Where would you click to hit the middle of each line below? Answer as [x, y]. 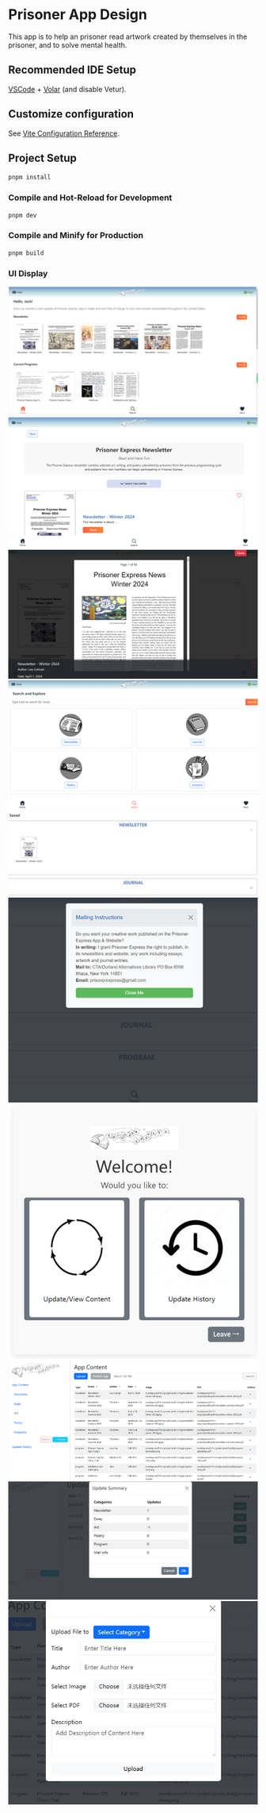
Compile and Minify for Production [76, 236]
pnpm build [26, 253]
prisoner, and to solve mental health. [68, 44]
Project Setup [43, 158]
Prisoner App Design [78, 15]
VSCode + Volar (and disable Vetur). [67, 89]
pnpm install [30, 177]
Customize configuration [71, 114]
